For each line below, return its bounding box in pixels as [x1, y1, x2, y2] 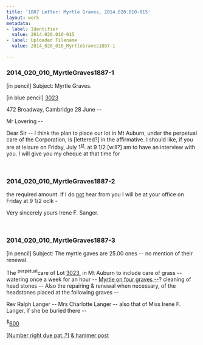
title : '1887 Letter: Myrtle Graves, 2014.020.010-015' [6, 9, 151, 15]
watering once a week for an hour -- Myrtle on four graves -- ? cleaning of [6, 276, 191, 283]
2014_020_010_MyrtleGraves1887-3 [6, 236, 115, 244]
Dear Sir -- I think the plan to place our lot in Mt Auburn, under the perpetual [6, 129, 198, 137]
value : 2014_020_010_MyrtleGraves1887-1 [12, 43, 115, 49]
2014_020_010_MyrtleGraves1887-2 [6, 177, 115, 185]
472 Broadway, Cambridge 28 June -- [6, 106, 102, 113]
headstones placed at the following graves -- [6, 289, 120, 296]
